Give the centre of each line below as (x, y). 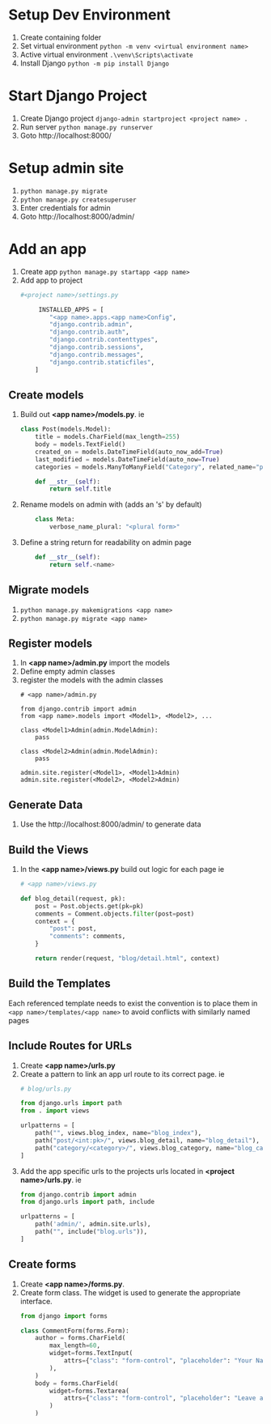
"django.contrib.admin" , (91, 325)
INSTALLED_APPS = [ (71, 309)
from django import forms (64, 1316)
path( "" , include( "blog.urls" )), (91, 1232)
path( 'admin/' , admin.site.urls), (93, 1224)
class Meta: (55, 520)
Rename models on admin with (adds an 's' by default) (111, 504)
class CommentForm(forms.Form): (74, 1330)
